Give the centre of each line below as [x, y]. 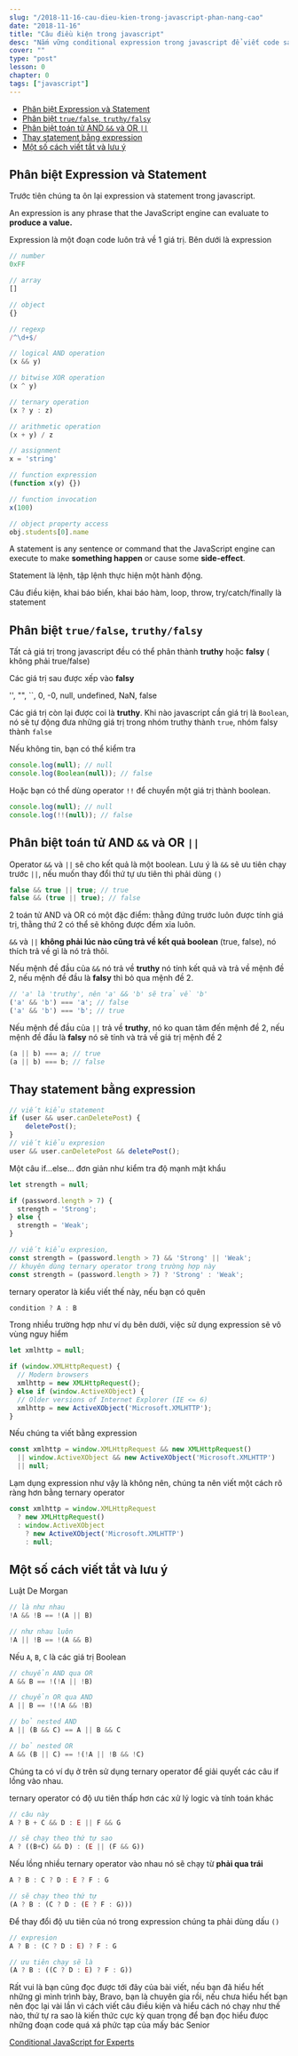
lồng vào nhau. [36, 1780]
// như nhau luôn [41, 1631]
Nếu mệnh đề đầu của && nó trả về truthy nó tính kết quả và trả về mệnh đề [147, 968]
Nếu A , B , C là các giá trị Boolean [68, 1657]
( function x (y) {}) [45, 484]
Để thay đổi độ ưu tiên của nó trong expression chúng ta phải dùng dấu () [145, 1921]
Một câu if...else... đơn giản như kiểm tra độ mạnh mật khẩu [118, 1168]
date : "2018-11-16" [45, 26]
